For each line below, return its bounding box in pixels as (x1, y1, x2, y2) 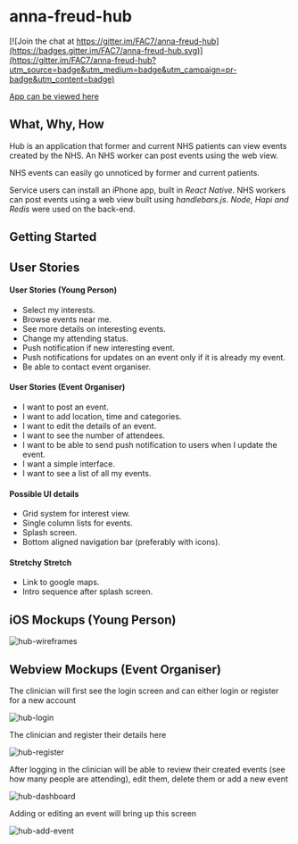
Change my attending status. (21, 333, 129, 343)
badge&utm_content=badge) (9, 73, 115, 84)
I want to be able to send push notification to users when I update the (21, 439, 278, 450)
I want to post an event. (21, 401, 109, 412)
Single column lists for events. (21, 517, 134, 528)
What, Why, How (9, 117, 104, 132)
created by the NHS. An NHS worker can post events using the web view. (9, 150, 278, 161)
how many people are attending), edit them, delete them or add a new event (9, 774, 288, 784)
